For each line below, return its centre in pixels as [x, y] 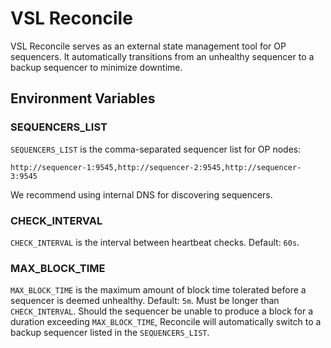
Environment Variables [83, 98]
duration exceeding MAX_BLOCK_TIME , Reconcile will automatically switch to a [166, 322]
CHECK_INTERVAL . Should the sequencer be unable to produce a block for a [162, 311]
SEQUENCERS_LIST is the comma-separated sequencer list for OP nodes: [156, 149]
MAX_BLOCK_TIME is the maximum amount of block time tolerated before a [158, 290]
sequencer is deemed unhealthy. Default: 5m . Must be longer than [145, 301]
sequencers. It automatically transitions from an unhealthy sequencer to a [162, 56]
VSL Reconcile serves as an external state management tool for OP [148, 46]
